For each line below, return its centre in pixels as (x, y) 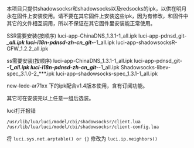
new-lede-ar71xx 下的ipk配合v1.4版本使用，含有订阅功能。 (77, 86)
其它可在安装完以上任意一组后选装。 (50, 98)
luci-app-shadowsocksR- (147, 42)
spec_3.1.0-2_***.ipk (30, 73)
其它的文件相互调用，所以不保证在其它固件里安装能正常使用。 (81, 23)
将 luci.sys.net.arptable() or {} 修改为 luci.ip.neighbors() (82, 139)
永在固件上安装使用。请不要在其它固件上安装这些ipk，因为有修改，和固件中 (98, 16)
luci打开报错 (21, 111)
